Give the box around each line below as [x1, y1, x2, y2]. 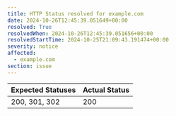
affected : [7, 50, 37, 57]
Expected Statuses [11, 85, 76, 95]
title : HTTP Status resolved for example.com [7, 10, 143, 18]
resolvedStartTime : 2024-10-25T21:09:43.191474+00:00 [7, 37, 170, 44]
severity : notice [7, 43, 59, 50]
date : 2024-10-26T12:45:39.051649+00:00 [7, 17, 129, 24]
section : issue [7, 63, 52, 70]
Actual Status [82, 85, 129, 95]
